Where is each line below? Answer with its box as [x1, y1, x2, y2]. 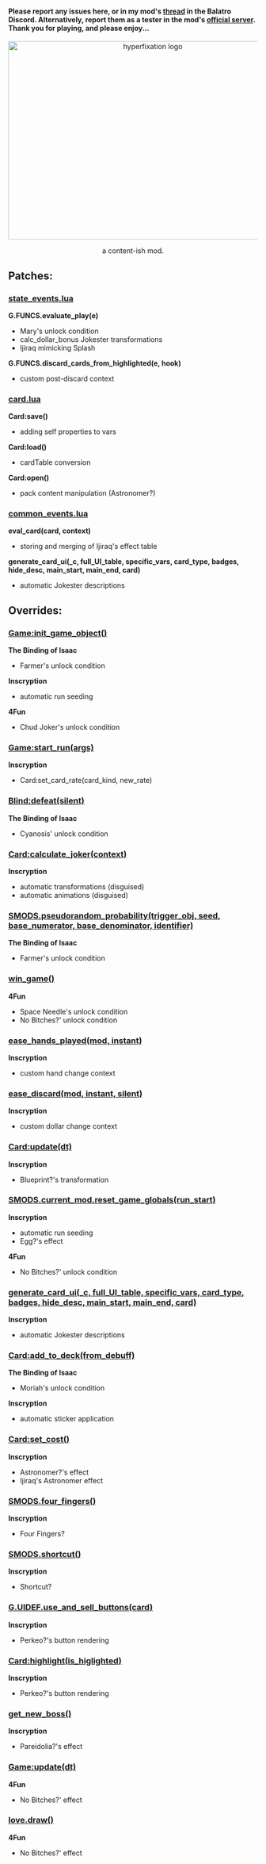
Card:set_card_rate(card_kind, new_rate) [19, 776, 153, 785]
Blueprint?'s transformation [19, 1175, 109, 1184]
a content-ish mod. [101, 246, 165, 255]
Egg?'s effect [19, 1236, 63, 1245]
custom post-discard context [19, 374, 115, 383]
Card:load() [8, 443, 47, 452]
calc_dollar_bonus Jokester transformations [19, 334, 163, 344]
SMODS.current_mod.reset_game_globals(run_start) [8, 1195, 216, 1206]
